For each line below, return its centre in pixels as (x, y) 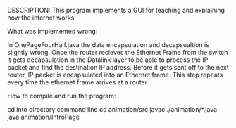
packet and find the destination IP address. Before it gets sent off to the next (118, 67)
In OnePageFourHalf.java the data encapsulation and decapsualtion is (108, 45)
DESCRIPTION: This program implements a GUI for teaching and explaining (116, 10)
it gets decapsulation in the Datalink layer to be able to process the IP (108, 60)
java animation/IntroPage (43, 117)
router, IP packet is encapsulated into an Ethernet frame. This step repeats (115, 75)
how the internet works (41, 18)
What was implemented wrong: (52, 31)
